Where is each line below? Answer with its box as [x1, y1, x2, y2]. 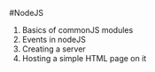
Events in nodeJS [21, 35, 86, 44]
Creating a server [21, 44, 86, 54]
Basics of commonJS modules [21, 25, 134, 35]
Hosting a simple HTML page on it [21, 53, 147, 63]
